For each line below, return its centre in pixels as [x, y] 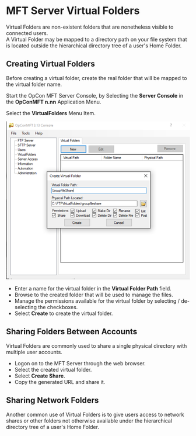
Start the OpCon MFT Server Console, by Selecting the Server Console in [95, 95]
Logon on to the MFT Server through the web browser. [80, 363]
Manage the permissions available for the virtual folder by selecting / [97, 301]
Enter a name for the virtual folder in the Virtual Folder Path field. [93, 289]
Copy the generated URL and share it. [60, 382]
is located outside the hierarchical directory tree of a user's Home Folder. [94, 46]
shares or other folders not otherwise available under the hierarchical [89, 421]
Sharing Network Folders [52, 401]
